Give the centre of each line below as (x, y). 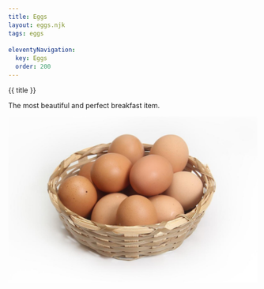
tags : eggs (26, 33)
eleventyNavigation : (42, 50)
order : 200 (33, 67)
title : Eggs (28, 17)
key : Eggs (31, 58)
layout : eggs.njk (37, 25)
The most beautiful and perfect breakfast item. (84, 105)
